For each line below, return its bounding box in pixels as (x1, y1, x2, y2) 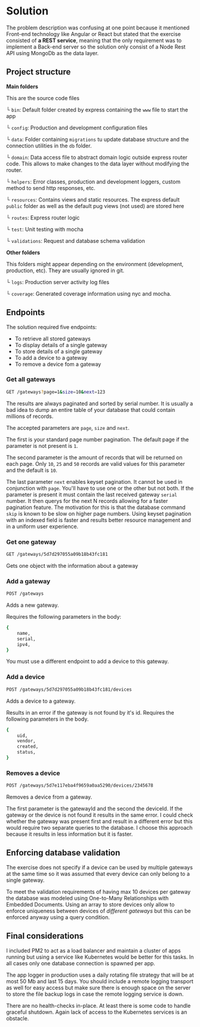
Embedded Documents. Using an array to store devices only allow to (6, 900, 175, 908)
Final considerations (6, 931, 84, 941)
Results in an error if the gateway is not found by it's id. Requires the (6, 709, 174, 716)
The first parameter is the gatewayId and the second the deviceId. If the (6, 805, 183, 812)
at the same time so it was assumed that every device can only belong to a (6, 870, 190, 877)
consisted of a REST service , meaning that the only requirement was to (6, 37, 182, 44)
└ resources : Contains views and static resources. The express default (6, 196, 180, 203)
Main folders (6, 83, 39, 90)
